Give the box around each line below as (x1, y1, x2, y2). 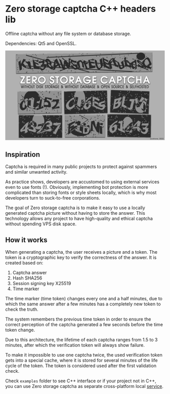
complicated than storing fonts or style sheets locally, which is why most (5, 189, 157, 195)
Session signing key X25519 (12, 281, 71, 287)
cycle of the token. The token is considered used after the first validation (5, 363, 157, 369)
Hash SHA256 (12, 275, 42, 281)
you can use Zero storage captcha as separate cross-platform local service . (5, 383, 163, 389)
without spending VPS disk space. (5, 221, 77, 227)
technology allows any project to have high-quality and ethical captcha (5, 216, 153, 222)
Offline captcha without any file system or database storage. (5, 30, 132, 36)
